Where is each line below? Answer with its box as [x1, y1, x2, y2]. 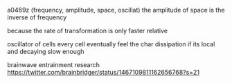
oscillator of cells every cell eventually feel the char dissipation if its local [7, 40, 215, 48]
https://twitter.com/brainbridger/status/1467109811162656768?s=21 [7, 68, 199, 76]
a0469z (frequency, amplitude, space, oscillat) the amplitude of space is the [7, 6, 225, 14]
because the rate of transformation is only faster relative [7, 27, 168, 35]
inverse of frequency [7, 13, 67, 21]
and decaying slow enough [7, 48, 84, 55]
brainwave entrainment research [7, 61, 100, 68]
